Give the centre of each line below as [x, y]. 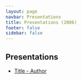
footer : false [23, 28]
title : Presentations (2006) [41, 22]
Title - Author [30, 71]
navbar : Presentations [33, 17]
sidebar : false [24, 33]
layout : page [22, 11]
